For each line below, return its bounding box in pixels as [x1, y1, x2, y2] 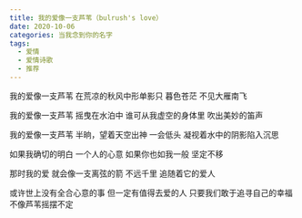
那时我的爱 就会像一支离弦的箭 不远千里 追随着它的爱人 [9, 168, 216, 179]
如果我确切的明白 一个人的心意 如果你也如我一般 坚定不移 [9, 148, 224, 160]
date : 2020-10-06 [9, 22, 75, 31]
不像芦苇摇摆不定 [9, 198, 74, 210]
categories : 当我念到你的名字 [9, 30, 114, 39]
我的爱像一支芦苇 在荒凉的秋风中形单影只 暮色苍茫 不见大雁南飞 [9, 90, 247, 101]
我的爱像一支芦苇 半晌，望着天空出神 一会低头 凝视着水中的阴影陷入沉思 [9, 129, 279, 140]
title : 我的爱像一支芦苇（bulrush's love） [9, 13, 164, 23]
